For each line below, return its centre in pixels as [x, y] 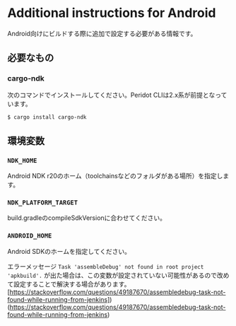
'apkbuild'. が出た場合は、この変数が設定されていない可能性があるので [112, 275]
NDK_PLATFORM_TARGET [43, 203]
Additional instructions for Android [112, 13]
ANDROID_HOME [30, 236]
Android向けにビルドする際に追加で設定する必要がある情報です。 [102, 33]
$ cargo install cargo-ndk [47, 117]
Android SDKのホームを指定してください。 [69, 251]
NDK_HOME [22, 160]
